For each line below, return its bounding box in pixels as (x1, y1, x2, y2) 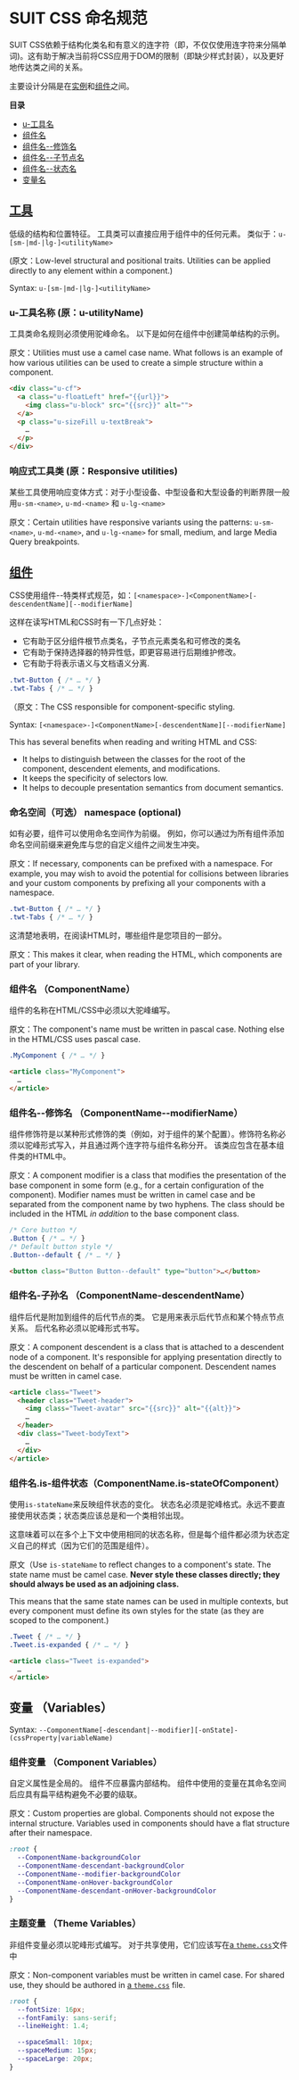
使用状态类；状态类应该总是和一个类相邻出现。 (16, 1510, 189, 1521)
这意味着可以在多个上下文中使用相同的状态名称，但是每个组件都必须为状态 (9, 1529, 282, 1539)
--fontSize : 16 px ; (17, 2005, 86, 2014)
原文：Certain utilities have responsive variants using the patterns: (9, 517, 253, 527)
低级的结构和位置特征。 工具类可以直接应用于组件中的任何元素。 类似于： (9, 228, 279, 239)
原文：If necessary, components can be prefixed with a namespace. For (9, 858, 273, 869)
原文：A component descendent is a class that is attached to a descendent (9, 1341, 285, 1352)
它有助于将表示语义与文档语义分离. (21, 658, 149, 669)
